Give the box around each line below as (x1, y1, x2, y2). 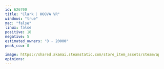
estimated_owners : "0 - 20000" (5, 39, 69, 44)
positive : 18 (5, 30, 32, 34)
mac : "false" (5, 20, 32, 26)
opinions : (5, 56, 25, 61)
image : (5, 52, 19, 57)
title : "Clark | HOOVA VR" (5, 12, 60, 17)
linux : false (5, 25, 32, 30)
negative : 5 (5, 34, 29, 39)
